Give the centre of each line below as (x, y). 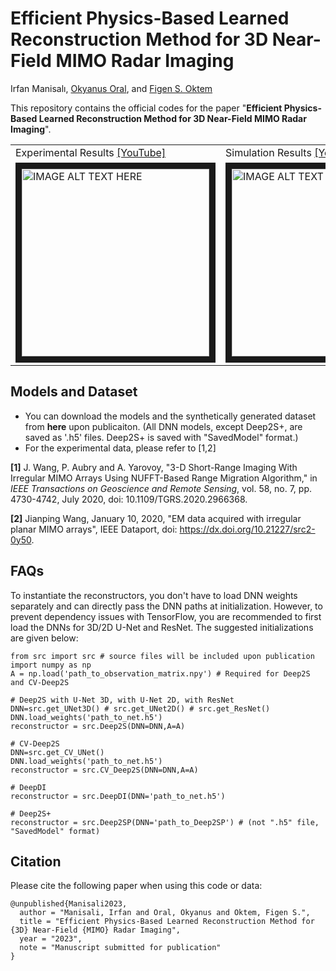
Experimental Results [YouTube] (91, 152)
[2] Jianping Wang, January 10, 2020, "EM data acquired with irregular (156, 518)
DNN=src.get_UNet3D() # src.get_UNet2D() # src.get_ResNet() (140, 708)
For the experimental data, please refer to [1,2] (120, 448)
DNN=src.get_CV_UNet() (57, 752)
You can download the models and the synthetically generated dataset (170, 416)
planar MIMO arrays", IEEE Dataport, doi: (94, 529)
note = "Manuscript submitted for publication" (120, 948)
